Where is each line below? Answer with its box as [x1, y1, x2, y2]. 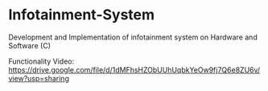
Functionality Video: [8, 56, 75, 66]
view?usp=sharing [8, 73, 70, 83]
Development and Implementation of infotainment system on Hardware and [8, 32, 258, 42]
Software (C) [8, 40, 51, 50]
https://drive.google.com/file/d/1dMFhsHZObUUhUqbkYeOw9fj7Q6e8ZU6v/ [8, 64, 261, 74]
